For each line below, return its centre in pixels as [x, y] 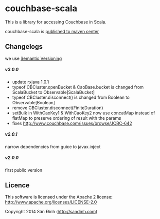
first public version [24, 170]
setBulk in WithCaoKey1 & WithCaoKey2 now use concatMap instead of [83, 113]
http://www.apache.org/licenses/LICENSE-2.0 [51, 202]
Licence [18, 185]
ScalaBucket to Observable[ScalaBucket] [53, 92]
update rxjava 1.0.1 [30, 82]
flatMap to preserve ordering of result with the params [67, 118]
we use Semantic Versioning [34, 58]
